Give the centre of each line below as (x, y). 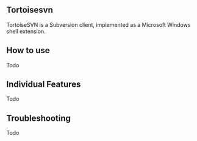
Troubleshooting (39, 118)
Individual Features (44, 85)
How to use (28, 50)
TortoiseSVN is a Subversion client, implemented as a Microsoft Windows (99, 24)
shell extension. (26, 31)
